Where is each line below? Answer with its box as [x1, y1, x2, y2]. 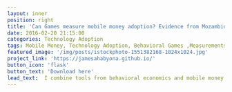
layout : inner [7, 10, 48, 17]
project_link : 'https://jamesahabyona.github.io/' [7, 55, 156, 62]
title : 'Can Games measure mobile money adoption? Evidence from [7, 23, 199, 30]
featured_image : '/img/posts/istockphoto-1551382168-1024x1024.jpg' [7, 49, 209, 56]
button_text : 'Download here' [7, 68, 95, 75]
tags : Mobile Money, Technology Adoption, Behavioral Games [7, 42, 184, 49]
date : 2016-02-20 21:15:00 [7, 29, 85, 37]
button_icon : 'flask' [7, 62, 70, 68]
